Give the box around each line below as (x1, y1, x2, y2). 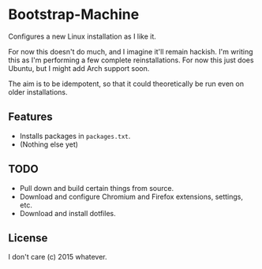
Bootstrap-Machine (8, 6, 140, 24)
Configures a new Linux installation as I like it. (8, 32, 156, 41)
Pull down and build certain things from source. (19, 183, 174, 192)
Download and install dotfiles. (19, 208, 116, 218)
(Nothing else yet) (19, 140, 79, 149)
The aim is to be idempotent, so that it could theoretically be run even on (8, 79, 245, 88)
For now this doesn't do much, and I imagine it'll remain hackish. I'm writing (8, 47, 254, 56)
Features (8, 110, 53, 124)
